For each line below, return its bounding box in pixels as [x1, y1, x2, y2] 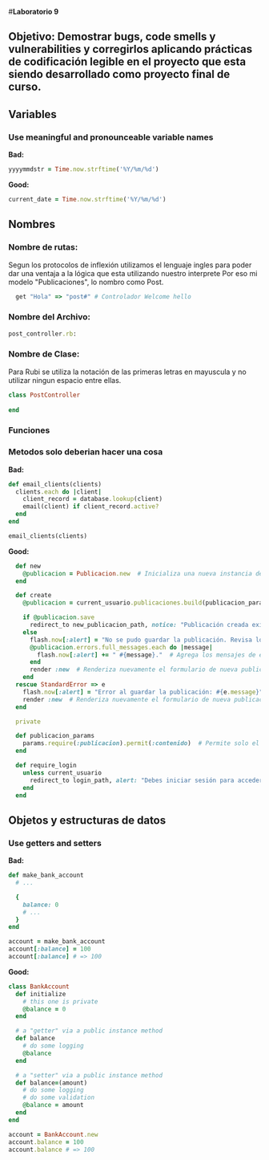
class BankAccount [8, 983, 70, 991]
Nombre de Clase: [8, 348, 80, 360]
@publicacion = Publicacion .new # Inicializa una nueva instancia [22, 569, 252, 577]
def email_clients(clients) [8, 480, 102, 488]
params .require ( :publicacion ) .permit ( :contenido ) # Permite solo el [22, 739, 260, 747]
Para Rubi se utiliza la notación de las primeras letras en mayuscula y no [8, 367, 247, 376]
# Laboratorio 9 [8, 7, 59, 16]
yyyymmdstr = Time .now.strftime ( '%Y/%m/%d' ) [8, 165, 159, 173]
